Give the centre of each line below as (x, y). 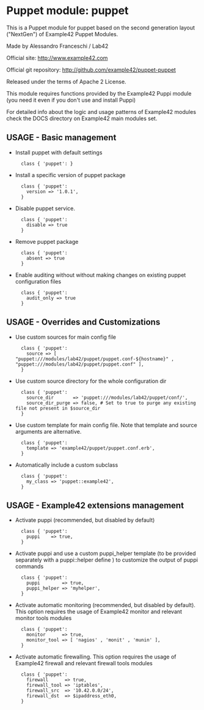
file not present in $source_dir (58, 408)
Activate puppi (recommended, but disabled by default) (85, 520)
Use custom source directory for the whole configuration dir (91, 381)
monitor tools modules (43, 618)
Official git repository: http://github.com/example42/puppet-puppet (91, 70)
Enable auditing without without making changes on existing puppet (100, 275)
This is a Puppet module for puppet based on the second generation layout (101, 28)
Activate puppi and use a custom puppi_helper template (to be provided (105, 553)
